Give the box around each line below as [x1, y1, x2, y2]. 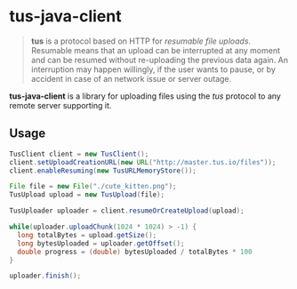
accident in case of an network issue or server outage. [30, 73, 232, 84]
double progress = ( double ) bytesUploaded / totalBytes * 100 [17, 247, 253, 256]
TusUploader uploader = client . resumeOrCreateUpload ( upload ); [9, 206, 245, 215]
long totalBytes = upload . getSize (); [17, 230, 157, 239]
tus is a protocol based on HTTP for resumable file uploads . [30, 36, 252, 46]
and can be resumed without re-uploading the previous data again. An [30, 54, 289, 65]
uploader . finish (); [9, 271, 82, 281]
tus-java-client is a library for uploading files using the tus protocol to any [9, 91, 282, 101]
